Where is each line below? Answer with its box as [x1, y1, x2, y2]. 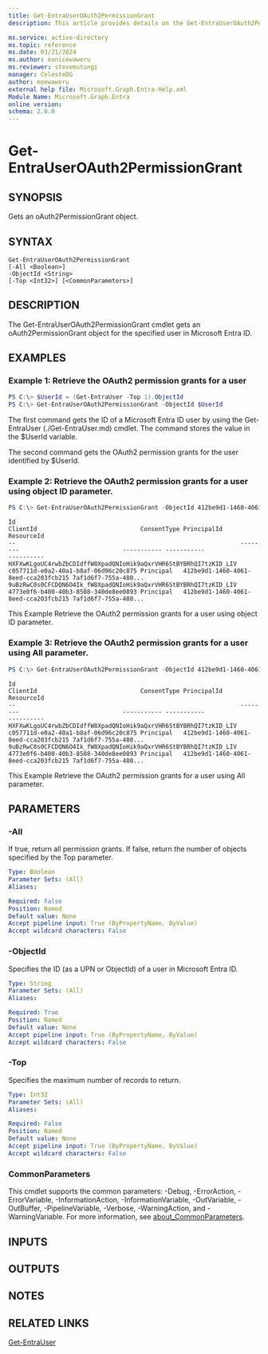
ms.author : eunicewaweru [8, 56, 91, 64]
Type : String [8, 979, 52, 987]
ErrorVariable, [8, 1195, 54, 1205]
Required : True [8, 1009, 59, 1017]
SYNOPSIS [8, 191, 63, 204]
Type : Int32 [8, 1090, 48, 1099]
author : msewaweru [8, 77, 69, 86]
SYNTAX [8, 234, 53, 248]
